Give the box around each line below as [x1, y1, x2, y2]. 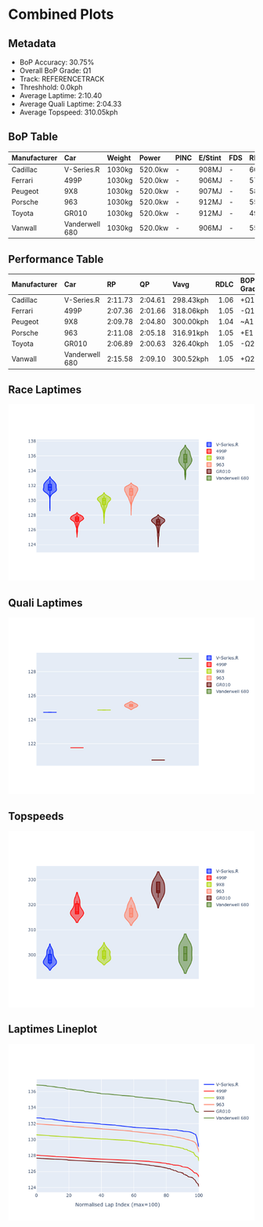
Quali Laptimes [8, 596, 84, 610]
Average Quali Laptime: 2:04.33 [19, 100, 122, 108]
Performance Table [8, 253, 104, 266]
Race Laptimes [8, 383, 82, 397]
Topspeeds [8, 810, 64, 823]
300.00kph [171, 317, 209, 326]
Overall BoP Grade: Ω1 [19, 66, 92, 75]
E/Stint [198, 153, 222, 162]
